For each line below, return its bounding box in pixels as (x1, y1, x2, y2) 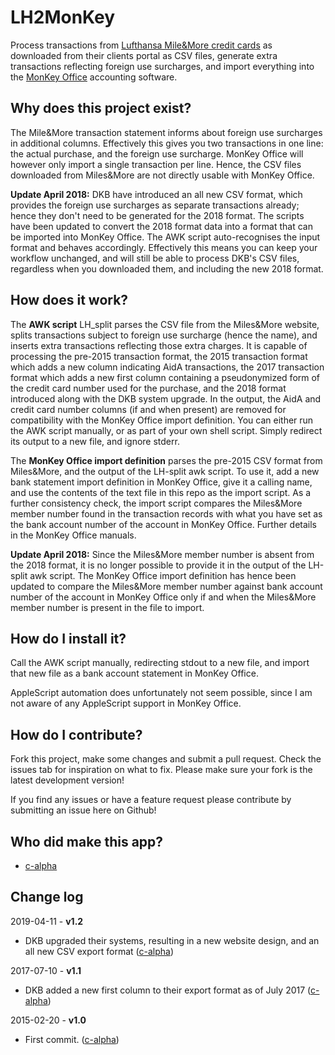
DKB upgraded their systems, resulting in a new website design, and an (24, 934, 320, 946)
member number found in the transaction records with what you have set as (10, 507, 323, 520)
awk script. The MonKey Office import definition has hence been (29, 569, 297, 581)
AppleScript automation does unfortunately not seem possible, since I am (10, 687, 313, 699)
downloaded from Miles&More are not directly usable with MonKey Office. (10, 169, 315, 181)
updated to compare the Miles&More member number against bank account (10, 580, 323, 592)
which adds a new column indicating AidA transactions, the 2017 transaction (10, 361, 325, 373)
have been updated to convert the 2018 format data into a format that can (10, 220, 313, 232)
